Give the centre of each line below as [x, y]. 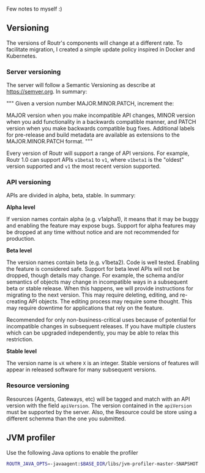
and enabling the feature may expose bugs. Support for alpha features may [101, 225]
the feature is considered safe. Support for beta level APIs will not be [93, 269]
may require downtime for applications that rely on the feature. [85, 308]
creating [17, 301]
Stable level [21, 351]
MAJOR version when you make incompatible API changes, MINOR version [101, 115]
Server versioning [34, 72]
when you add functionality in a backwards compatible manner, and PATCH [101, 122]
